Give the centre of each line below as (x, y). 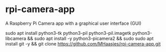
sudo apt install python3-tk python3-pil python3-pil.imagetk (68, 33)
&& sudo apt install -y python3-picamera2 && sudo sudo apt (90, 38)
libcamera (16, 38)
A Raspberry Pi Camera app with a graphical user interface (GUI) (73, 23)
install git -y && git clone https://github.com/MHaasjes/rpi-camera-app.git (83, 43)
